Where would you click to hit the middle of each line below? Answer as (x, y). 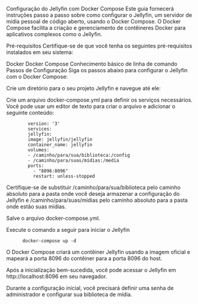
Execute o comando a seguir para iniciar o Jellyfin (68, 230)
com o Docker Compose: (37, 77)
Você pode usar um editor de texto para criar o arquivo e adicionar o (91, 106)
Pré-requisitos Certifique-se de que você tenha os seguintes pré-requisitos (99, 46)
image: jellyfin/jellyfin (60, 139)
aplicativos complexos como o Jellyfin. (54, 34)
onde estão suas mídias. (36, 206)
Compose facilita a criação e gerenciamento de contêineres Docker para (96, 28)
